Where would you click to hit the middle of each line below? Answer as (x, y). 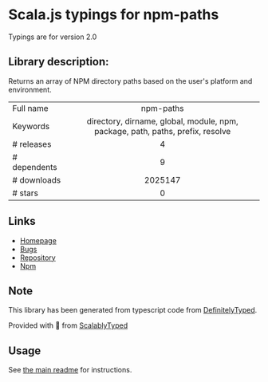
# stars (25, 193)
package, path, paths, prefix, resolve (163, 131)
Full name (31, 108)
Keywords (31, 126)
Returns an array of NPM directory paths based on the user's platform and (130, 81)
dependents (35, 167)
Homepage (38, 240)
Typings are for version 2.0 (53, 37)
